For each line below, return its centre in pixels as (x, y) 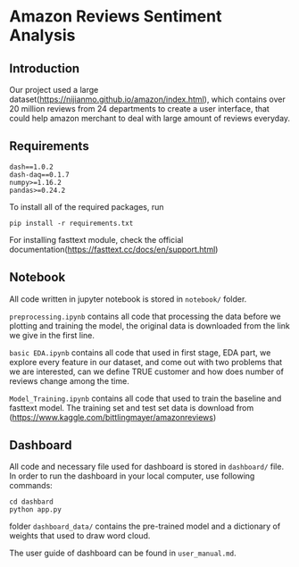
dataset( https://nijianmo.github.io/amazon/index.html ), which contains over (147, 99)
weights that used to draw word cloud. (80, 536)
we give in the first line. (52, 335)
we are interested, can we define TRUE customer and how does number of (146, 371)
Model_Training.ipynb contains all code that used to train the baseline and (145, 398)
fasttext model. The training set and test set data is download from (132, 407)
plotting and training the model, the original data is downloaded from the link (149, 325)
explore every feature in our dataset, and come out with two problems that (146, 362)
